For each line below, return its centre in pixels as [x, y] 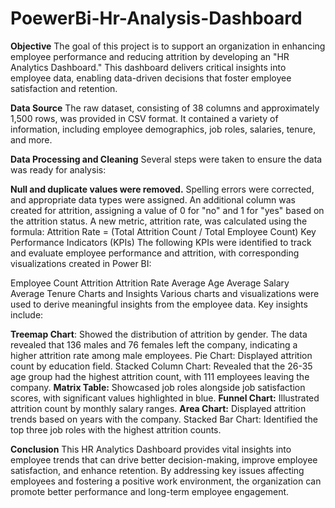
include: [27, 314]
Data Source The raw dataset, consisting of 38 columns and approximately [165, 108]
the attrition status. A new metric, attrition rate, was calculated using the [159, 221]
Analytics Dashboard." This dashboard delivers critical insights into [148, 67]
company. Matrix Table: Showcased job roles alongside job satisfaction [158, 387]
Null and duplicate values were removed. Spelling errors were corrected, [162, 189]
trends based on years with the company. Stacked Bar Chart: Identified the [164, 419]
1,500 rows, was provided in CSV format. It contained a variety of [144, 118]
